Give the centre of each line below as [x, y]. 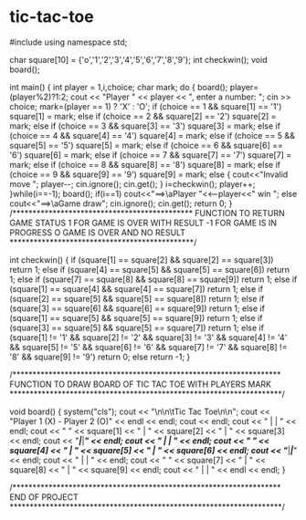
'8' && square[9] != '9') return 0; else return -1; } [100, 357]
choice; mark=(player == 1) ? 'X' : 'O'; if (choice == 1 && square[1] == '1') [146, 106]
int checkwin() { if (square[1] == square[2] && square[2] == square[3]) [142, 260]
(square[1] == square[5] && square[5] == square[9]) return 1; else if [136, 317]
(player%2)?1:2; [39, 97]
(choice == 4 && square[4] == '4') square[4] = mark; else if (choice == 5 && [152, 135]
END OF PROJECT [44, 497]
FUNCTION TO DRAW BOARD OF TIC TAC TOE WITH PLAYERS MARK [141, 384]
